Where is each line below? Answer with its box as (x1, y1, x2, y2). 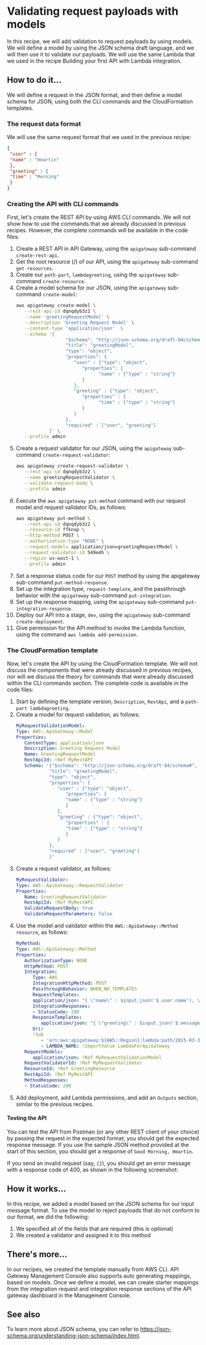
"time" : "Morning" (9, 173, 60, 180)
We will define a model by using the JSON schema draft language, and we (7, 44, 194, 51)
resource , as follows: (15, 929, 69, 936)
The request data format (7, 120, 82, 128)
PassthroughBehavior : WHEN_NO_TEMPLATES (32, 986, 137, 993)
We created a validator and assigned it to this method (15, 1231, 151, 1239)
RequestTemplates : (32, 991, 80, 997)
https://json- (140, 1325, 172, 1333)
